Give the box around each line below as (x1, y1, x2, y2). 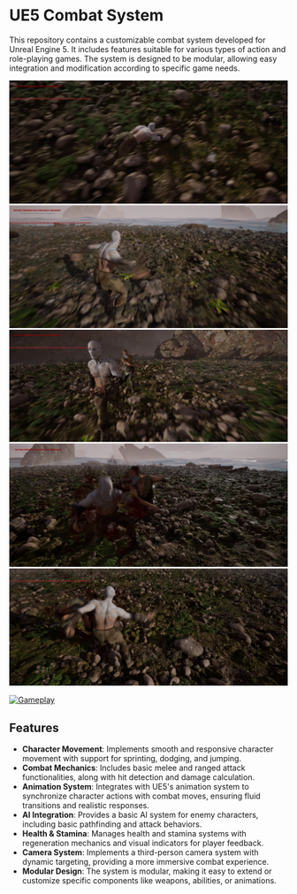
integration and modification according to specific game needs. (9, 63, 240, 73)
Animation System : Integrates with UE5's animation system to (21, 782, 249, 792)
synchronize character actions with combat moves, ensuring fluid (21, 791, 261, 801)
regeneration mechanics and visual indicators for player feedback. (21, 837, 264, 849)
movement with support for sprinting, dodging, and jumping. (21, 753, 241, 764)
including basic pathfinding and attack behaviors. (21, 819, 202, 829)
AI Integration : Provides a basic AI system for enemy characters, (21, 810, 259, 821)
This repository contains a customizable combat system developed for (9, 34, 266, 45)
